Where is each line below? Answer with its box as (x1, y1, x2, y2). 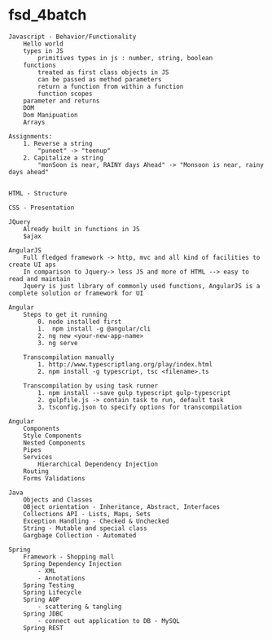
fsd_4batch (8, 6, 87, 24)
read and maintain (8, 274, 71, 283)
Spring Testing (23, 581, 75, 590)
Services (23, 453, 53, 461)
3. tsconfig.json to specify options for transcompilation (37, 403, 243, 411)
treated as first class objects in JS (37, 68, 169, 77)
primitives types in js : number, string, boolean (37, 54, 213, 62)
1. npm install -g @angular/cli (37, 324, 151, 333)
